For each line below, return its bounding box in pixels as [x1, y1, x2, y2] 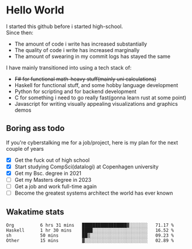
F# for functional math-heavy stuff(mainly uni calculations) [14, 75, 157, 82]
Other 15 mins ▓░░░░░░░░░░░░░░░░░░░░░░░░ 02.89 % [6, 237, 174, 243]
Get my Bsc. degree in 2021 [14, 170, 82, 177]
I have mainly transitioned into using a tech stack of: [6, 64, 132, 71]
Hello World [6, 4, 64, 17]
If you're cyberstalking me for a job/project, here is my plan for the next [6, 139, 179, 146]
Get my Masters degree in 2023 [14, 176, 92, 183]
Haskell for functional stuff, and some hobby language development [14, 81, 179, 88]
